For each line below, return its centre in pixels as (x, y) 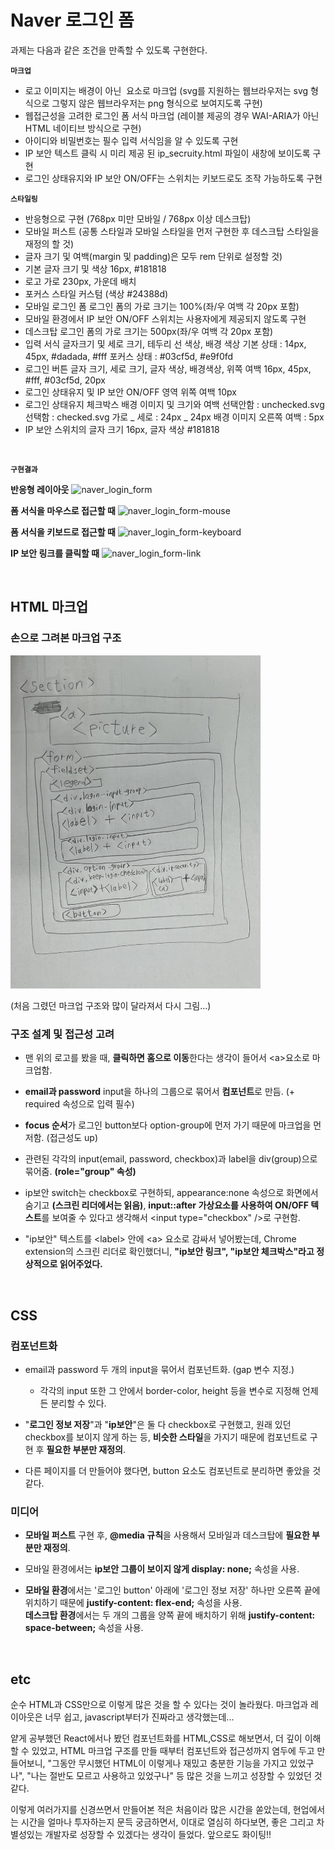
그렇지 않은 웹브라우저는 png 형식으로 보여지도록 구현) (157, 103)
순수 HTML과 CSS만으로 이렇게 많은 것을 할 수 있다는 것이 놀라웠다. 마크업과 (159, 1705)
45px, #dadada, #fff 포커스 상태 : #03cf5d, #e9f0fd (129, 356)
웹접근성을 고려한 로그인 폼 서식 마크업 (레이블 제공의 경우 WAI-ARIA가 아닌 (172, 115)
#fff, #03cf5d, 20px (65, 380)
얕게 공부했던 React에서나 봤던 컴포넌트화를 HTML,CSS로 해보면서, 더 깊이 (156, 1738)
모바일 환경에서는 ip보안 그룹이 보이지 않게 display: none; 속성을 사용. (162, 1569)
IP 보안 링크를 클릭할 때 (55, 553)
